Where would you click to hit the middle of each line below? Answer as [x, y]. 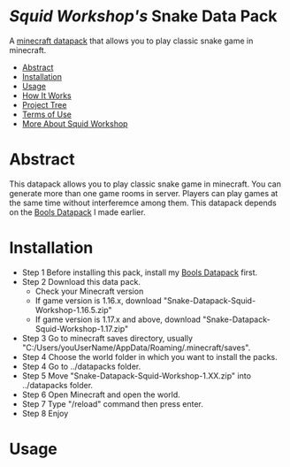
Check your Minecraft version [89, 291]
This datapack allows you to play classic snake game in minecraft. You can [145, 184]
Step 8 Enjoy [45, 413]
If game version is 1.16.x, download [98, 300]
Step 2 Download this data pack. [81, 281]
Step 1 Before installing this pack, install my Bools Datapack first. [140, 272]
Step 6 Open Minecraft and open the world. [101, 394]
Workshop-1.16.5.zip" [73, 310]
